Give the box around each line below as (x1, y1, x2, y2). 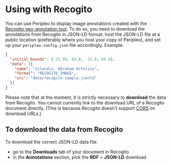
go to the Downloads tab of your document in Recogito (12, 149, 129, 155)
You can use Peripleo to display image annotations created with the (5, 20, 147, 26)
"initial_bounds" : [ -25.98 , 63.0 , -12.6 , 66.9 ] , (10, 57, 115, 62)
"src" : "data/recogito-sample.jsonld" (14, 75, 97, 81)
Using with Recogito (5, 4, 93, 15)
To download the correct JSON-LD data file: (5, 139, 98, 145)
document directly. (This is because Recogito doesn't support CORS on (5, 105, 156, 111)
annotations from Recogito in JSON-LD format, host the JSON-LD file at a (5, 31, 160, 37)
